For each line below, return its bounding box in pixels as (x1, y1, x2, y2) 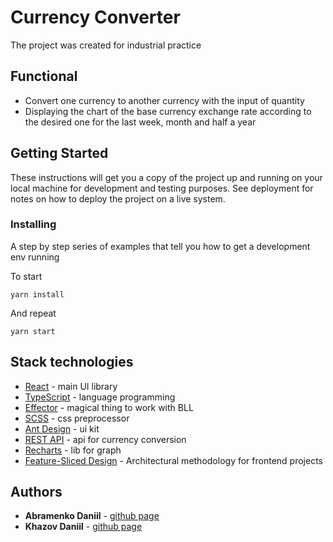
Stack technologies (10, 354, 134, 371)
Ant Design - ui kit (24, 422, 100, 435)
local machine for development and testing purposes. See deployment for (10, 182, 314, 194)
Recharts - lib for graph (24, 444, 122, 456)
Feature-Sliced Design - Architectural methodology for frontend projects (24, 454, 323, 466)
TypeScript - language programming (24, 391, 176, 403)
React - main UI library (24, 380, 118, 392)
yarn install (10, 289, 65, 300)
